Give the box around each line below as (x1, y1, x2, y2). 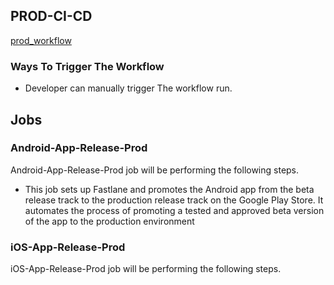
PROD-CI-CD (10, 8, 93, 25)
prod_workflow (10, 34, 72, 46)
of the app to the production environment (24, 215, 195, 227)
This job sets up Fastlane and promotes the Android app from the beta (24, 183, 315, 195)
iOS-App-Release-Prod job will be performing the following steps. (10, 263, 282, 275)
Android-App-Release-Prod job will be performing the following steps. (10, 164, 300, 176)
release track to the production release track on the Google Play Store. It (24, 194, 324, 206)
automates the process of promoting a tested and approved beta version (24, 204, 325, 216)
